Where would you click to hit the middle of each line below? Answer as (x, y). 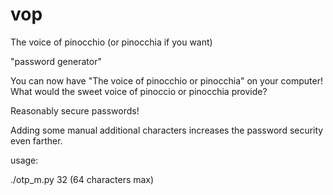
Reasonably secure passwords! (75, 110)
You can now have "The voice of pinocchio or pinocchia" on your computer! (166, 80)
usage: (24, 160)
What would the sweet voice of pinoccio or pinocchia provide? (139, 91)
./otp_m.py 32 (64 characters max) (82, 179)
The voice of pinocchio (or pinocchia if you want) (111, 42)
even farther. (36, 140)
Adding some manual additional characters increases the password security (167, 130)
